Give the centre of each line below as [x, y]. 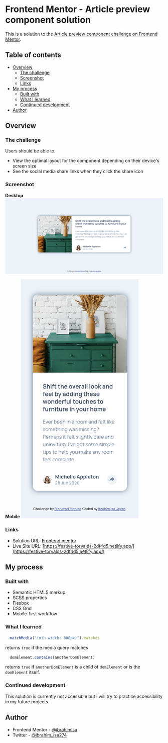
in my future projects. [27, 701]
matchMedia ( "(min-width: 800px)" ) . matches [55, 638]
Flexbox [21, 603]
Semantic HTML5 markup [39, 593]
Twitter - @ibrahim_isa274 [40, 735]
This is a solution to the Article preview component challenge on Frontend [81, 34]
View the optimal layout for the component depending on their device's [86, 161]
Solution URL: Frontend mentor [44, 541]
